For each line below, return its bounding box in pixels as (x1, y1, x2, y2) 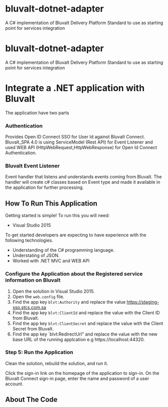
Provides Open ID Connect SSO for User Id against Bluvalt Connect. (5, 134, 145, 140)
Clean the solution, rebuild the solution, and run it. (5, 360, 108, 366)
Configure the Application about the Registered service (5, 270, 143, 278)
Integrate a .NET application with (5, 83, 145, 94)
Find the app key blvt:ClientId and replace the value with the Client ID (12, 309, 160, 315)
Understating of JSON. (12, 252, 60, 258)
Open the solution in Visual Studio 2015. (12, 288, 95, 294)
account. (5, 381, 24, 387)
